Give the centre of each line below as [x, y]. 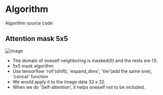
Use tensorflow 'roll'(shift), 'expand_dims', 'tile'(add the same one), [82, 71]
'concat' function [30, 76]
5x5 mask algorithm [33, 65]
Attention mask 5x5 [37, 39]
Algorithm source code [29, 23]
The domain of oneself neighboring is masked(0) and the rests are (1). [85, 60]
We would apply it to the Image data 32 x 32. [59, 81]
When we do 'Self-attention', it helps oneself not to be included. [79, 87]
